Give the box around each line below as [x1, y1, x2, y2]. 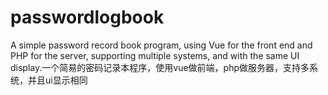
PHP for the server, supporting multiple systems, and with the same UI [10, 49, 300, 61]
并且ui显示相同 [27, 74, 88, 86]
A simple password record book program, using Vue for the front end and [10, 39, 313, 51]
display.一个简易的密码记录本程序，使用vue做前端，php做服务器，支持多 [10, 61, 310, 73]
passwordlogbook [10, 6, 165, 29]
